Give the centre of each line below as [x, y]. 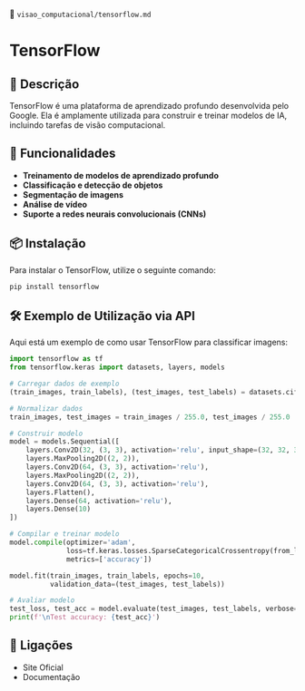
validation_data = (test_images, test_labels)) [137, 584]
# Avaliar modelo [42, 600]
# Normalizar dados [46, 408]
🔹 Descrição [44, 84]
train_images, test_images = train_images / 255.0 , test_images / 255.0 [150, 417]
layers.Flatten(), [60, 492]
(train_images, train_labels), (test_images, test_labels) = [128, 392]
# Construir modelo [46, 433]
